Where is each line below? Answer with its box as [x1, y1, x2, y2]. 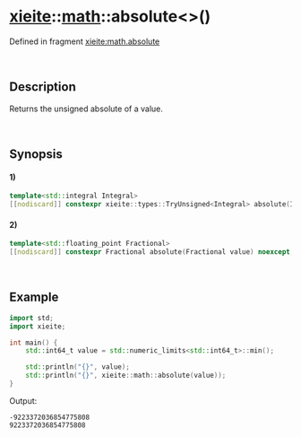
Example [9, 290, 59, 305]
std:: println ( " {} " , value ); [25, 363, 130, 371]
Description [9, 79, 76, 95]
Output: [9, 395, 38, 406]
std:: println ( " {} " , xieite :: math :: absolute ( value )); [25, 371, 227, 380]
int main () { [9, 338, 58, 347]
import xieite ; [9, 321, 66, 331]
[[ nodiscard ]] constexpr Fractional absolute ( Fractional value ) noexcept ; [9, 248, 295, 257]
